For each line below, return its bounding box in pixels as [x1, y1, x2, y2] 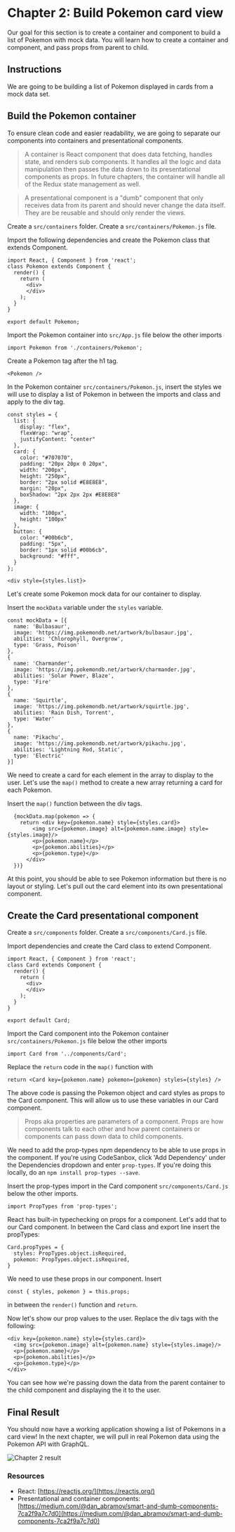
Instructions [7, 63, 62, 75]
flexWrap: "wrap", [20, 429, 74, 437]
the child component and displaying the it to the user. [7, 1386, 161, 1394]
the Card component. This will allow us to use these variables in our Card [7, 1096, 219, 1105]
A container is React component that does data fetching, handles [24, 150, 213, 158]
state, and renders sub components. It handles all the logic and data [24, 157, 222, 166]
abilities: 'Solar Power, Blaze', [13, 672, 114, 679]
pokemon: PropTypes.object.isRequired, [13, 1256, 130, 1263]
